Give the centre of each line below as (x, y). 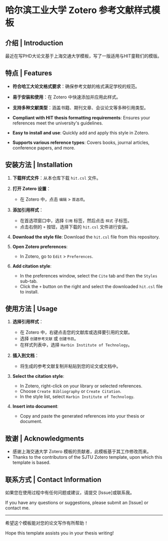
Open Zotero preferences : (40, 246)
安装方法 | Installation (39, 165)
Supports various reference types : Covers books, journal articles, (81, 142)
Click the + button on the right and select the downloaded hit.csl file (91, 286)
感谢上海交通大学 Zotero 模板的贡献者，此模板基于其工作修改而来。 (82, 452)
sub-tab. (29, 281)
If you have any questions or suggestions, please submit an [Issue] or (77, 503)
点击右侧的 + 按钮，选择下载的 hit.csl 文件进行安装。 (75, 227)
